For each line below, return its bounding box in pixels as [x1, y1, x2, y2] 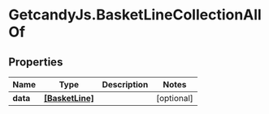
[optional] [155, 93, 193, 103]
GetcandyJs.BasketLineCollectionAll [8, 6, 262, 24]
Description [102, 79, 149, 90]
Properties [8, 55, 63, 69]
